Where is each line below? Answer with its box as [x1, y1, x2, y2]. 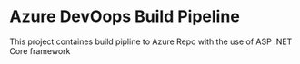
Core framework [9, 45, 71, 56]
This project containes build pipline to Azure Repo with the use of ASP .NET [9, 36, 293, 47]
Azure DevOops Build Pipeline [9, 6, 241, 27]
